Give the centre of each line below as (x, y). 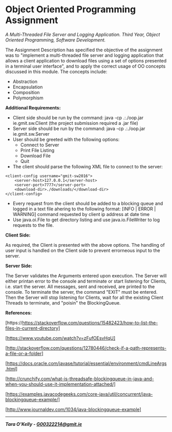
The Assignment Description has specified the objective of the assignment (84, 50)
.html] (12, 369)
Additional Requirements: (33, 107)
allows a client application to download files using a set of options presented (86, 60)
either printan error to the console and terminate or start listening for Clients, (86, 281)
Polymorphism (28, 98)
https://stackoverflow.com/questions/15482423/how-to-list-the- (90, 322)
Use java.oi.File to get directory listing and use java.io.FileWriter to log (86, 220)
